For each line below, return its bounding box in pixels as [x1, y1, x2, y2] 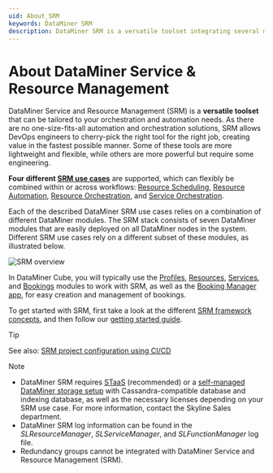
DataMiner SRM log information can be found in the [19, 420, 193, 431]
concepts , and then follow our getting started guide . [8, 315, 183, 324]
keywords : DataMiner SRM [8, 20, 93, 28]
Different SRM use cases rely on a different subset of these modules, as [8, 232, 249, 242]
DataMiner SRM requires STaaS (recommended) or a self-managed [19, 377, 245, 387]
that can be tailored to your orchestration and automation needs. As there [8, 115, 254, 124]
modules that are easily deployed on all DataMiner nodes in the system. [8, 224, 248, 234]
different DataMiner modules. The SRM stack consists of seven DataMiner [8, 215, 257, 225]
